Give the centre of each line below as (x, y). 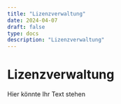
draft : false (26, 27)
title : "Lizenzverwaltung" (47, 14)
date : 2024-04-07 (33, 20)
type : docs (23, 33)
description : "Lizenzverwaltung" (56, 40)
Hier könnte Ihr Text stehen (47, 94)
